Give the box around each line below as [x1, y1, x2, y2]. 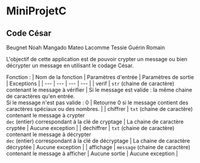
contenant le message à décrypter [6, 131, 91, 138]
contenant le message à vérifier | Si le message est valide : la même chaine [6, 86, 192, 93]
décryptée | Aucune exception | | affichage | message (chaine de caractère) [6, 144, 191, 150]
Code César [6, 28, 52, 38]
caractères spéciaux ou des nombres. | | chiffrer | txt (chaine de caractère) [6, 105, 193, 112]
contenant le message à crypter [6, 112, 85, 119]
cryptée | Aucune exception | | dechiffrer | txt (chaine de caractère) [6, 125, 175, 131]
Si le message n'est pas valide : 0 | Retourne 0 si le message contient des [6, 99, 189, 106]
